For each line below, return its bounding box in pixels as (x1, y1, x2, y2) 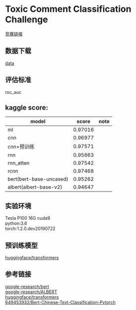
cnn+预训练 (7, 143, 35, 150)
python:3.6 (5, 221, 27, 227)
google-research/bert (5, 283, 49, 289)
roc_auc (5, 89, 21, 95)
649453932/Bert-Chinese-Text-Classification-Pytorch (5, 299, 116, 305)
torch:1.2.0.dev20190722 (5, 226, 56, 232)
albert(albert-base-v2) (7, 184, 63, 191)
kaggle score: (5, 103, 48, 112)
